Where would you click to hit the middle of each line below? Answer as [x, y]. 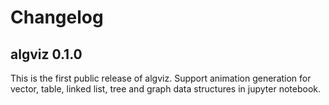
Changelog [57, 17]
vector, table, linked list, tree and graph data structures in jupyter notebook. [165, 89]
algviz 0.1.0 [46, 54]
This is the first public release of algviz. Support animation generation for [161, 78]
